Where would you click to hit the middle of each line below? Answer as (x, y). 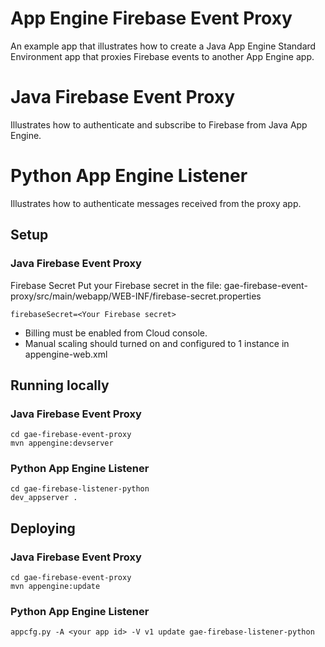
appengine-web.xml (66, 354)
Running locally (60, 385)
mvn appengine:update (55, 587)
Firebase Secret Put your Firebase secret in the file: (116, 285)
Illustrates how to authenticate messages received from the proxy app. (156, 203)
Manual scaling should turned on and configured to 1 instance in (157, 343)
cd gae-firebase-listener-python (80, 489)
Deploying (43, 528)
